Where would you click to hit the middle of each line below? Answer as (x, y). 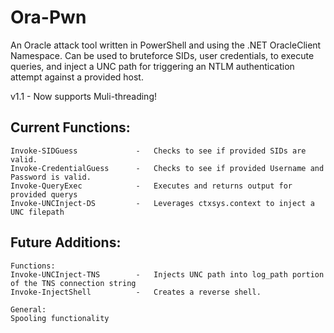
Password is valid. (51, 177)
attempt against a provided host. (77, 77)
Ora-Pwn (48, 17)
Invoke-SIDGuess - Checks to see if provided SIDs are (158, 151)
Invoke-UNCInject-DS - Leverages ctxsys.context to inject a (162, 203)
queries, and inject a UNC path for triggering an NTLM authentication (152, 66)
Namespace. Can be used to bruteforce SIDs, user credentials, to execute (162, 55)
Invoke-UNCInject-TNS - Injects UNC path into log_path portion (167, 274)
